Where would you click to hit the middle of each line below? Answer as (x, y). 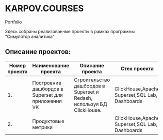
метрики (42, 127)
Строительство (92, 80)
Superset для (48, 95)
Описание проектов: (38, 52)
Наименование (51, 65)
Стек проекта (137, 69)
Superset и (86, 92)
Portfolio (14, 22)
